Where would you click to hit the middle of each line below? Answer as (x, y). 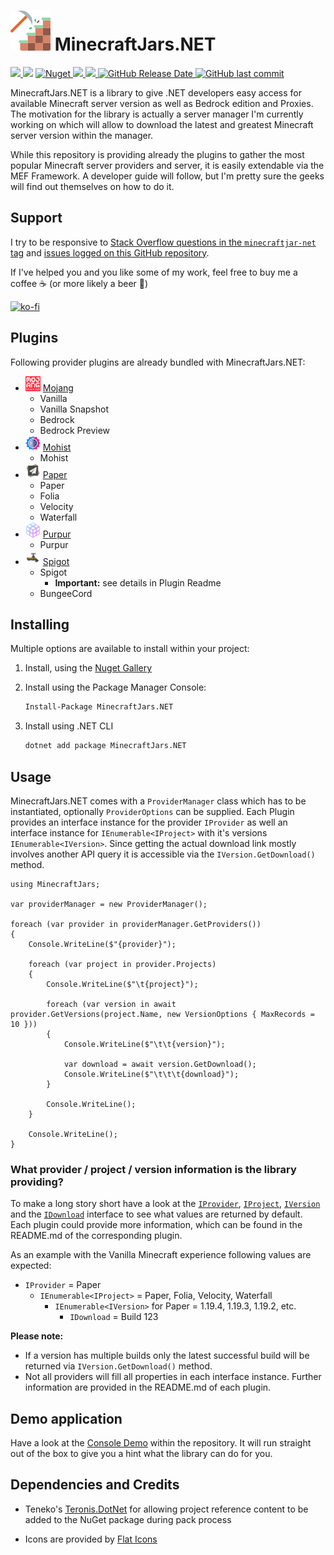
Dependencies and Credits (95, 1485)
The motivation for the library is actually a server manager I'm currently (157, 114)
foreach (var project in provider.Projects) (122, 964)
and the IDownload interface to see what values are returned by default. (156, 1214)
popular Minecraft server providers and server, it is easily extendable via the (167, 165)
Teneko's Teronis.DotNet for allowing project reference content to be (166, 1509)
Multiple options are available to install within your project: (130, 649)
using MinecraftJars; (55, 884)
